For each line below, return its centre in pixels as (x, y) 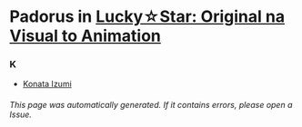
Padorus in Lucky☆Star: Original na (147, 17)
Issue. (20, 114)
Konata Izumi (47, 84)
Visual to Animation (86, 36)
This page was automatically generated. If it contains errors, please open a (151, 105)
